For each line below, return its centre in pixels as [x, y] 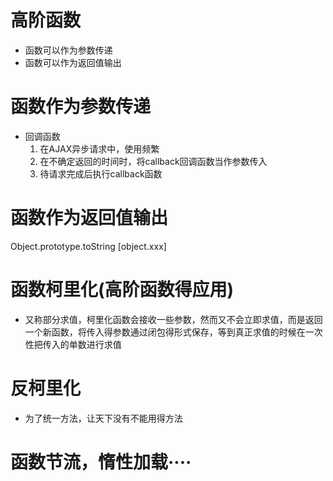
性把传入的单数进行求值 [73, 344]
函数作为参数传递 [81, 107]
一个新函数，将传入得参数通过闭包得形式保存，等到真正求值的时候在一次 [173, 332]
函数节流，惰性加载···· [101, 462]
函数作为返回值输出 [89, 218]
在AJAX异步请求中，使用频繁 [99, 148]
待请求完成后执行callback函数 [101, 173]
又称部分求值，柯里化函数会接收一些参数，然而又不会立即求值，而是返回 [173, 319]
